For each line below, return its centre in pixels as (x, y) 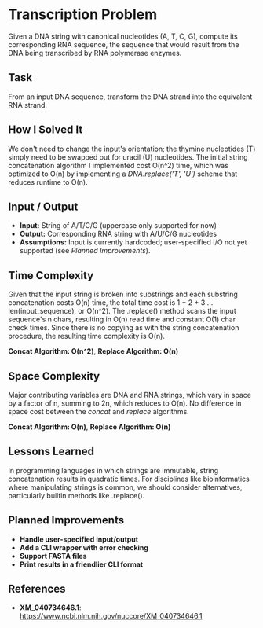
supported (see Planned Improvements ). (85, 251)
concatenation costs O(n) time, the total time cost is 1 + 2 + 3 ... (111, 303)
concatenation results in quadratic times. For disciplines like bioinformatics (129, 479)
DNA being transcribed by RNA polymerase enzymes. (95, 53)
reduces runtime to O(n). (48, 182)
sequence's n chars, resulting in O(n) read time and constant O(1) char (122, 319)
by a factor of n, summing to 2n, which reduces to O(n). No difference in (125, 403)
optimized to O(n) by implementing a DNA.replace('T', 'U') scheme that (123, 174)
